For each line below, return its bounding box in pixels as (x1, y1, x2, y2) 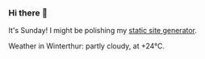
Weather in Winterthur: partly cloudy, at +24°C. (8, 41, 165, 51)
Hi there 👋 (8, 7, 48, 19)
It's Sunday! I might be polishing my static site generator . (8, 26, 198, 36)
